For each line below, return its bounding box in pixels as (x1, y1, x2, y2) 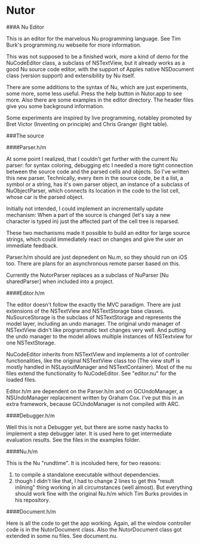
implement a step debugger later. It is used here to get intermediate (6, 430, 172, 437)
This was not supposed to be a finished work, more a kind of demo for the (6, 53, 189, 60)
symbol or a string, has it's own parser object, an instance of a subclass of (6, 181, 190, 188)
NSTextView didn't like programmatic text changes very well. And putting (6, 326, 186, 334)
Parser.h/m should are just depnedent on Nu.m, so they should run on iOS (6, 253, 188, 261)
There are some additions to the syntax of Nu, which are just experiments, (6, 83, 189, 90)
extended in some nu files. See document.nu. (6, 532, 118, 539)
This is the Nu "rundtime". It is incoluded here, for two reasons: (6, 459, 161, 466)
